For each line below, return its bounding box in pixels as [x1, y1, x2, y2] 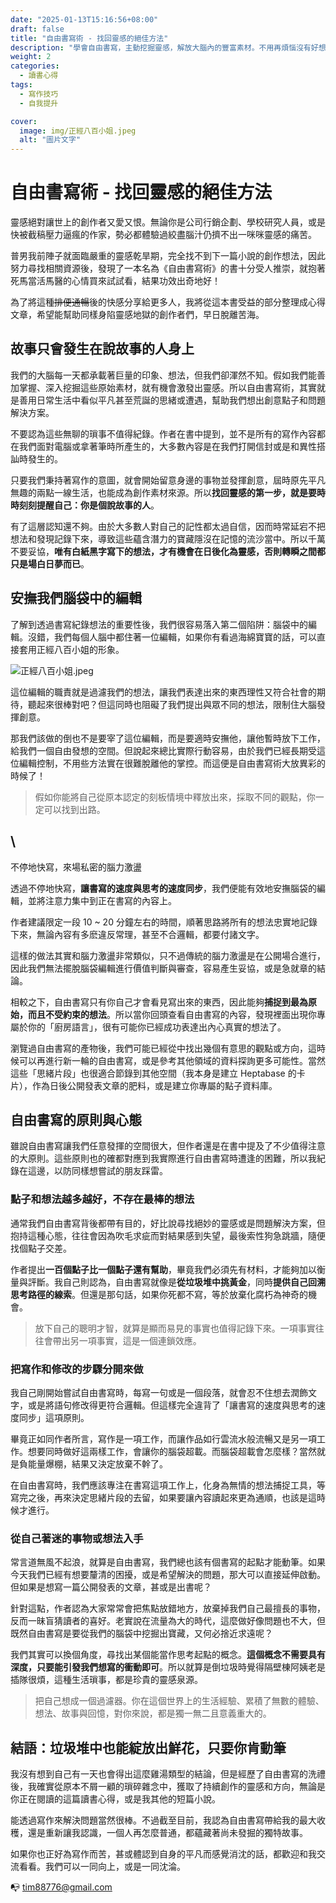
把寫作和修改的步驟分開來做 [10, 1362, 144, 1376]
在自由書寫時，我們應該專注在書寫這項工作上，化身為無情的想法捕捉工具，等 [10, 1479, 326, 1491]
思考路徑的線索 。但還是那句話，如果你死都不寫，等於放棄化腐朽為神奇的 [10, 1288, 308, 1300]
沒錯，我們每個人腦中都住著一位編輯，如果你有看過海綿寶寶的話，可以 [27, 631, 317, 643]
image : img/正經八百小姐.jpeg [19, 126, 137, 136]
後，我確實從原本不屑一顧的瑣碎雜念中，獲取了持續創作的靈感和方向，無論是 [10, 1781, 326, 1793]
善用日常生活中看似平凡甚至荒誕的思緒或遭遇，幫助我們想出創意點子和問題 [18, 394, 326, 406]
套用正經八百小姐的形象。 [18, 643, 125, 655]
